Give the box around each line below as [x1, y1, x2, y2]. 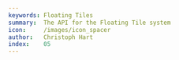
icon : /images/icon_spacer [8, 26, 111, 34]
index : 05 [8, 41, 51, 48]
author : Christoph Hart [8, 33, 93, 41]
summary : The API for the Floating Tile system [8, 19, 171, 26]
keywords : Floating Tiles [8, 11, 93, 19]
